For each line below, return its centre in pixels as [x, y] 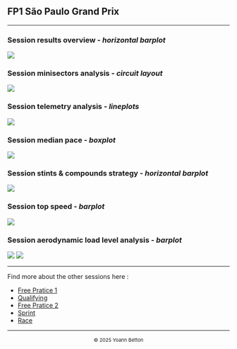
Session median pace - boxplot [62, 139]
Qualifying [32, 297]
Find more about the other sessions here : [68, 276]
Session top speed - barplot [56, 207]
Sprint [26, 313]
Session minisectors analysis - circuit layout [85, 74]
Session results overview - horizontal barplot [86, 40]
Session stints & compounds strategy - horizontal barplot [108, 173]
